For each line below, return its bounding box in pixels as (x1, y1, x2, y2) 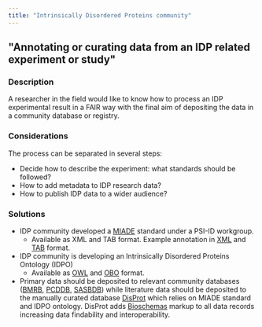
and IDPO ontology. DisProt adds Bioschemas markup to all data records (19, 301, 255, 310)
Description (8, 76, 54, 87)
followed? (19, 172, 51, 182)
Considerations (8, 130, 68, 141)
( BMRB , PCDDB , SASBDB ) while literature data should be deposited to (19, 285, 246, 294)
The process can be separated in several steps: (8, 149, 163, 158)
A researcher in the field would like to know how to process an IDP (8, 94, 223, 104)
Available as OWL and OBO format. (31, 268, 145, 277)
